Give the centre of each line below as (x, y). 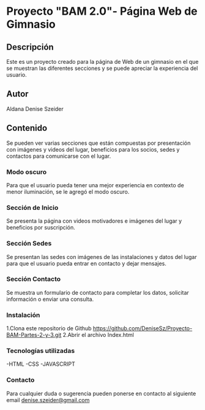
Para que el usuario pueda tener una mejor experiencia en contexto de (95, 185)
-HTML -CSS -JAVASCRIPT (41, 364)
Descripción (30, 47)
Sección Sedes (29, 244)
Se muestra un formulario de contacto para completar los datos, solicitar (98, 292)
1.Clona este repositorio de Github (49, 328)
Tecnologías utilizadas (41, 351)
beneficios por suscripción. (41, 228)
